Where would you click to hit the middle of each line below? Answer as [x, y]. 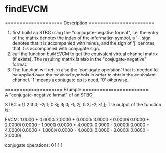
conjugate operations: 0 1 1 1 [34, 145]
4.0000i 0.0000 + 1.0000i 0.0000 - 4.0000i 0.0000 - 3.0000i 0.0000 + [77, 130]
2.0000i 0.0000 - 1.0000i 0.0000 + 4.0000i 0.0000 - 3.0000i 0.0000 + [77, 125]
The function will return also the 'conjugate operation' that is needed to [85, 69]
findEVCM [27, 9]
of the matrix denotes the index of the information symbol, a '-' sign [81, 38]
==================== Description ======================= [80, 23]
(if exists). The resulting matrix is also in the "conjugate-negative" [79, 59]
